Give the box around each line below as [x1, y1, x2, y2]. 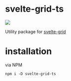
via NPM [5, 62, 23, 68]
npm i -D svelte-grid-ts [5, 71, 56, 76]
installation [5, 46, 52, 57]
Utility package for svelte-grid [5, 28, 66, 35]
